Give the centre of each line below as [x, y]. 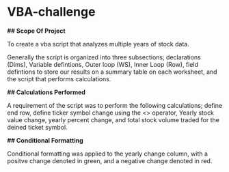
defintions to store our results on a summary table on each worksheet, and [112, 72]
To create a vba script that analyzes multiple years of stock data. [98, 44]
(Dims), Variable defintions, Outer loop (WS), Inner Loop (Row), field [103, 64]
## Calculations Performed [46, 92]
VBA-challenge [51, 12]
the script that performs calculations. [59, 78]
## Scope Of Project [37, 31]
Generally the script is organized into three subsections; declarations [104, 57]
